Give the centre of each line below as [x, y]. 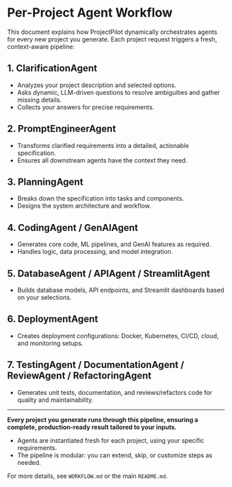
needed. [29, 462]
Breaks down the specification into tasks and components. [100, 199]
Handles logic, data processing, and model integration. [95, 252]
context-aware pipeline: [41, 46]
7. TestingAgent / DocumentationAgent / [96, 365]
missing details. [39, 100]
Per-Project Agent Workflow [90, 13]
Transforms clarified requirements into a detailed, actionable [103, 145]
